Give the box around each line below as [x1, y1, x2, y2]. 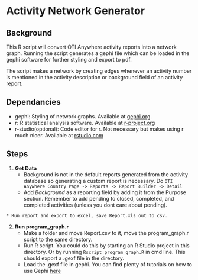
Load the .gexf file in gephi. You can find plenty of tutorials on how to [23, 260, 192, 268]
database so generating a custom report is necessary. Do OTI [23, 177, 173, 184]
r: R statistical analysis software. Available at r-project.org [14, 119, 155, 126]
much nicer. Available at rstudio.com [14, 131, 103, 139]
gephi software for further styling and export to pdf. [6, 56, 132, 63]
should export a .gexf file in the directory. [23, 255, 124, 262]
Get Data [14, 165, 37, 172]
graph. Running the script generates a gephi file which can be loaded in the [6, 50, 190, 57]
